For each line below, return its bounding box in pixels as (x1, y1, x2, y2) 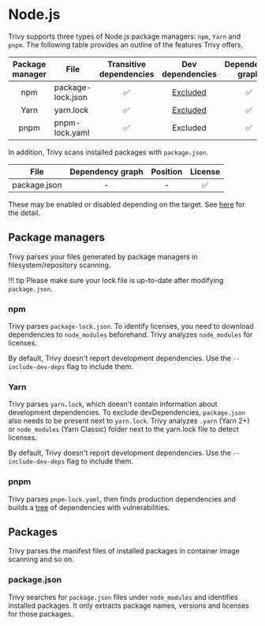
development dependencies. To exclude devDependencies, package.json (8, 408, 246, 417)
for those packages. (8, 609, 73, 618)
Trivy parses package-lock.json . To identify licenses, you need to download (8, 322, 254, 331)
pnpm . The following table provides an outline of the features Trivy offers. (8, 39, 244, 49)
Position (151, 166, 183, 177)
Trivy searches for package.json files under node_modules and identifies (8, 592, 239, 602)
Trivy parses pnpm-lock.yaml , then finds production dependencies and (8, 494, 237, 504)
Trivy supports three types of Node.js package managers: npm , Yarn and (8, 32, 241, 41)
